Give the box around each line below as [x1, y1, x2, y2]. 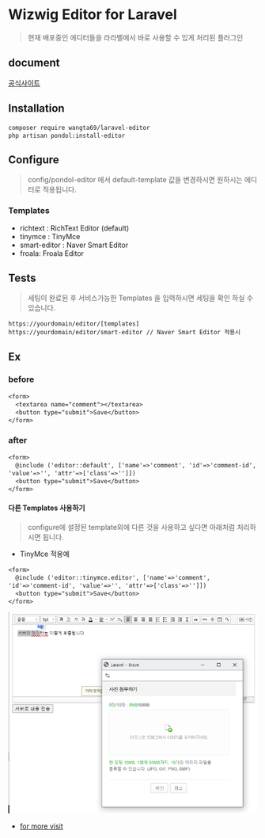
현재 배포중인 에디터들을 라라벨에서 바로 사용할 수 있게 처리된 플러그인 [27, 32, 244, 42]
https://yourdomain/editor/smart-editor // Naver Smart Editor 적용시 [8, 329, 241, 337]
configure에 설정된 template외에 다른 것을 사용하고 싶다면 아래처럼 [27, 522, 236, 531]
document [8, 56, 60, 70]
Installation [8, 101, 65, 116]
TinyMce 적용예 [19, 549, 70, 558]
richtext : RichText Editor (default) [19, 223, 130, 233]
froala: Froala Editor [19, 248, 85, 258]
